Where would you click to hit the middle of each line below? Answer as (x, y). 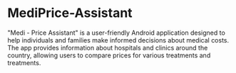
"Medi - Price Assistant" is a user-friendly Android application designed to (117, 33)
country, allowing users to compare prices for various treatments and (109, 55)
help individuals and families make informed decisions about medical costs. (118, 40)
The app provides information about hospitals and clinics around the (108, 47)
